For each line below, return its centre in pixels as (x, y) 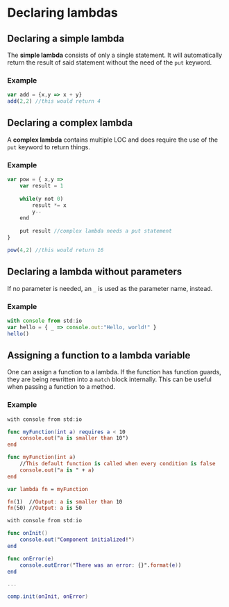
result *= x (50, 205)
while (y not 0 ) (42, 199)
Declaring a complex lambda (70, 123)
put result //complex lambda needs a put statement (96, 231)
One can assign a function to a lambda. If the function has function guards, (114, 372)
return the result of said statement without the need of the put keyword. (110, 63)
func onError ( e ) (31, 558)
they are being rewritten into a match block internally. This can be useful (109, 379)
